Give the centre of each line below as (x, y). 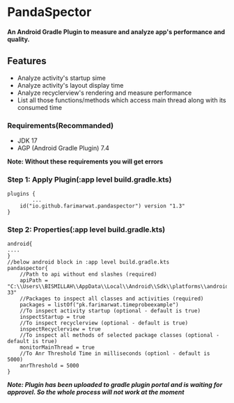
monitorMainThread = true (57, 348)
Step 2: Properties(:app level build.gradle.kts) (86, 230)
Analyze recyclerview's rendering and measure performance (104, 93)
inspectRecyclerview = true (60, 329)
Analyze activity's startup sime (61, 78)
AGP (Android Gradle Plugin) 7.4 (63, 148)
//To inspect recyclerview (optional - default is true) (104, 323)
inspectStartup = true (53, 317)
